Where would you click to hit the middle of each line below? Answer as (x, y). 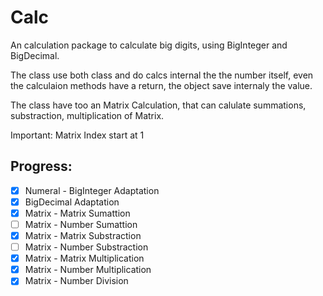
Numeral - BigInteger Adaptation (92, 190)
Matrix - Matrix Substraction (83, 235)
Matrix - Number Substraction (86, 247)
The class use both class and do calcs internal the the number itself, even (162, 75)
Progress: (41, 166)
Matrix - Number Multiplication (88, 270)
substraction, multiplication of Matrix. (87, 115)
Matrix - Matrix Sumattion (77, 213)
